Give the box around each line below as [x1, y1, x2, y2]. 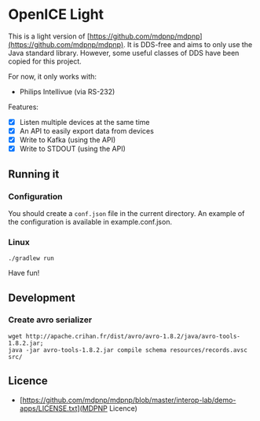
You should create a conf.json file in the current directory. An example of [8, 208, 245, 218]
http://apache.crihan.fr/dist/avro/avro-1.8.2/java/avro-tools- [25, 332, 241, 340]
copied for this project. [8, 57, 82, 66]
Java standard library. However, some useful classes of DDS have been [8, 48, 240, 57]
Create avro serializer [8, 314, 93, 325]
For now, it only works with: [8, 71, 97, 81]
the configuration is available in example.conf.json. [8, 217, 173, 226]
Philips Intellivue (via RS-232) [19, 86, 115, 96]
